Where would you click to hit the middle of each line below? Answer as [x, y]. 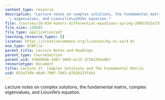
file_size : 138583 [24, 28]
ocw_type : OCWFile [24, 46]
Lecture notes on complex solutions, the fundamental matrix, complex [76, 87]
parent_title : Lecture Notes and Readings [49, 50]
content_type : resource [29, 10]
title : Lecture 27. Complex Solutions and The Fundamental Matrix [74, 69]
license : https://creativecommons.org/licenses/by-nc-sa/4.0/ [70, 41]
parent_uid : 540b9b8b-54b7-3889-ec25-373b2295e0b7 [58, 60]
